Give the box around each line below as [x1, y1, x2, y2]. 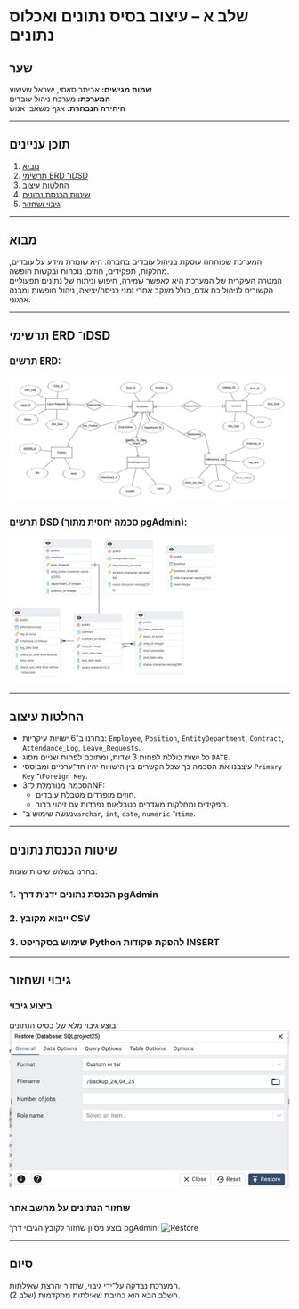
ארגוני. [9, 293, 31, 304]
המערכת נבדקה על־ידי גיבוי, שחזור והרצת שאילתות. [9, 1280, 181, 1290]
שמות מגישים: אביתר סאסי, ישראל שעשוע [9, 84, 152, 94]
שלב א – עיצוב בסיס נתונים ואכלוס [9, 6, 249, 27]
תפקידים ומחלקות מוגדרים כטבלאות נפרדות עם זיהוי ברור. [35, 799, 229, 810]
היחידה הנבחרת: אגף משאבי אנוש [9, 103, 126, 113]
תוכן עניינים [9, 137, 71, 152]
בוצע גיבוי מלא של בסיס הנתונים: [9, 1020, 118, 1031]
